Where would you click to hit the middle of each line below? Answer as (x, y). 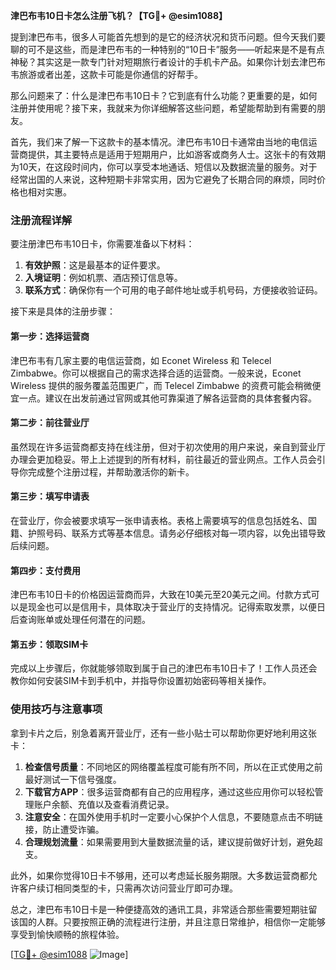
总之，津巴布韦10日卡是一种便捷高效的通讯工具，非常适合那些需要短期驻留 (164, 909)
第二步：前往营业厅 (50, 423)
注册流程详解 (41, 220)
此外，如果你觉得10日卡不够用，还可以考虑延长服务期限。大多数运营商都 (159, 875)
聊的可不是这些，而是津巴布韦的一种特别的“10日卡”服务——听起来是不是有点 (167, 49)
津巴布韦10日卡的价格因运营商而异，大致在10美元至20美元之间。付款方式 (161, 595)
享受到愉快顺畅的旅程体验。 (67, 934)
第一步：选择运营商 (50, 336)
